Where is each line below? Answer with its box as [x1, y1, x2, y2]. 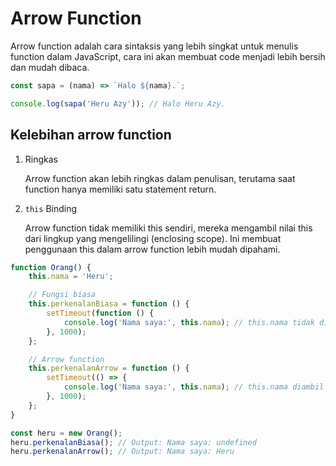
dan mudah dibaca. [10, 61, 90, 73]
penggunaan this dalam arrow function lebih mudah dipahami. [24, 243, 281, 255]
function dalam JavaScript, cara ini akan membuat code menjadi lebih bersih [10, 50, 326, 62]
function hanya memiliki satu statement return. [24, 183, 217, 195]
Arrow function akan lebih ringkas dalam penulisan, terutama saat [24, 172, 296, 184]
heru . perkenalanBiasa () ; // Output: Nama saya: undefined [10, 437, 257, 447]
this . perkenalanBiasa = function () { [28, 299, 190, 309]
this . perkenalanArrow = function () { [28, 363, 190, 374]
